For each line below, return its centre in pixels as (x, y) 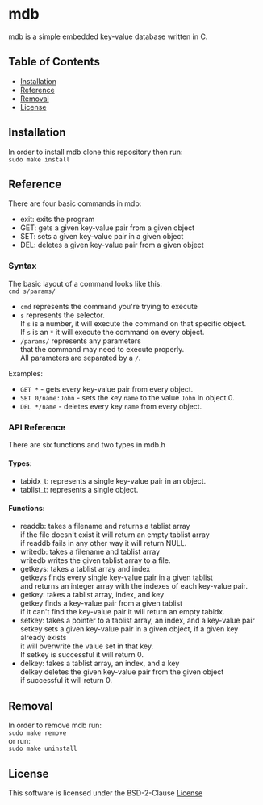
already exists (43, 638)
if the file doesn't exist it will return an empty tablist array (115, 535)
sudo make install (39, 159)
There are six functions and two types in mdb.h (87, 444)
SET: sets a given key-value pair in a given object (102, 237)
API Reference (37, 427)
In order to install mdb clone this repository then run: (96, 152)
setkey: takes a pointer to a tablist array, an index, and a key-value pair (138, 621)
